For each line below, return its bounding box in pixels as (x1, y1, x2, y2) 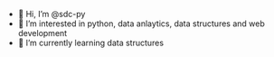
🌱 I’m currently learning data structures (17, 37, 165, 48)
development (17, 28, 68, 38)
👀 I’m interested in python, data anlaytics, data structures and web (17, 18, 265, 29)
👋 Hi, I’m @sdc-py (17, 9, 86, 19)
